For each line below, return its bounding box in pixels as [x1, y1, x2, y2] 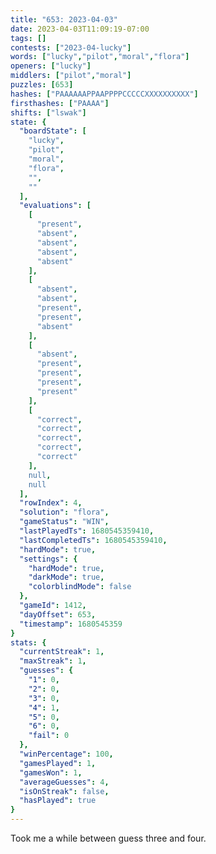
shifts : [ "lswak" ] [10, 107, 87, 118]
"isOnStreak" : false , [19, 786, 110, 796]
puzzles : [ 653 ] [10, 80, 74, 90]
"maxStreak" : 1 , [19, 656, 87, 666]
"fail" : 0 [28, 731, 70, 741]
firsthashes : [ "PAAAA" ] [10, 98, 110, 108]
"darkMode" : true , [28, 572, 105, 583]
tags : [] [10, 33, 47, 43]
